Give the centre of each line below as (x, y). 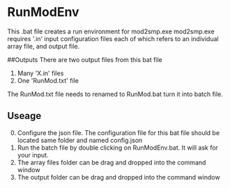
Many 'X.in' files (40, 73)
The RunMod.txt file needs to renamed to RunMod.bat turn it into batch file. (115, 94)
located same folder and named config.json (80, 140)
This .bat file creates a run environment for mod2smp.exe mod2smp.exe (111, 31)
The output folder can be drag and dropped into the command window (119, 177)
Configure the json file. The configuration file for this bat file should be (118, 132)
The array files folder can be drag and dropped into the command (112, 162)
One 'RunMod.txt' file (48, 80)
